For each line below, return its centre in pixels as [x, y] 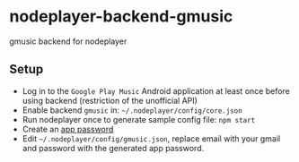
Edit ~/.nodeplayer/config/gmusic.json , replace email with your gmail [151, 138]
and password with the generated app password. [113, 148]
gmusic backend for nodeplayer [68, 41]
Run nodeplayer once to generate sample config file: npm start [139, 119]
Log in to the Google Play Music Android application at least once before [156, 90]
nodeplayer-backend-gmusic [121, 17]
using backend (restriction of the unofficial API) [110, 100]
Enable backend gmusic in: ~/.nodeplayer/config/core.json [132, 110]
